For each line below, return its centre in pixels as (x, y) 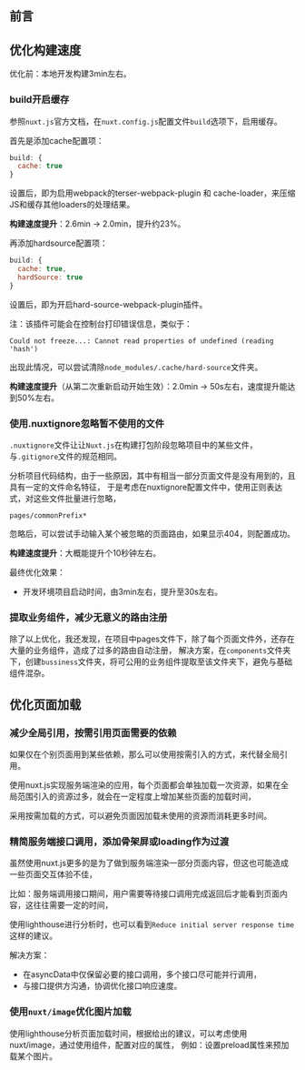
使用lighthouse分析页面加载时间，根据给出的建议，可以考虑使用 (128, 1033)
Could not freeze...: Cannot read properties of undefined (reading (142, 341)
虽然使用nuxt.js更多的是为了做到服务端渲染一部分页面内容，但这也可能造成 (149, 863)
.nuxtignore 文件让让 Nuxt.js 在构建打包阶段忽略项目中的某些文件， (133, 445)
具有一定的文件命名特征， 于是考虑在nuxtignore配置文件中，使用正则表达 (146, 487)
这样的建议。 (33, 936)
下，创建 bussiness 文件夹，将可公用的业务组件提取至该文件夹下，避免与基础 (151, 661)
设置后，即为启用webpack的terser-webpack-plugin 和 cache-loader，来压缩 (152, 193)
